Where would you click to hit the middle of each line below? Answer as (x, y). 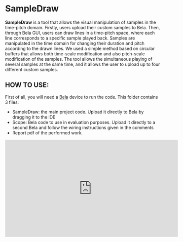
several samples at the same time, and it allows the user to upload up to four (83, 64)
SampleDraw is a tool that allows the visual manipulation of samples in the (81, 22)
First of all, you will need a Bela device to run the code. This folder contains (82, 97)
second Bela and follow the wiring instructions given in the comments (83, 127)
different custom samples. (32, 69)
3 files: (12, 102)
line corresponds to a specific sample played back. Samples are (70, 38)
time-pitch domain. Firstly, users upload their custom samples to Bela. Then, (83, 27)
